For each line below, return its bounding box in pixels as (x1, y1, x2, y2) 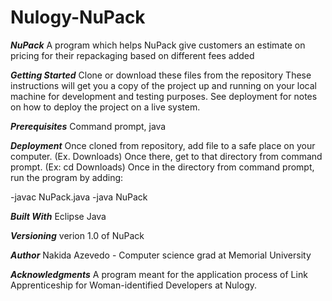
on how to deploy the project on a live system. (10, 101, 201, 113)
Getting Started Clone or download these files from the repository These (10, 69, 312, 81)
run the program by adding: (10, 171, 124, 183)
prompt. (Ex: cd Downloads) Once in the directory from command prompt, (10, 161, 315, 173)
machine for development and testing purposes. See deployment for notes (10, 90, 318, 102)
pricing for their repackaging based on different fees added (10, 49, 255, 61)
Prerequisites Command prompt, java (10, 120, 167, 132)
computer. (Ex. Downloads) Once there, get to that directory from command (10, 150, 323, 162)
